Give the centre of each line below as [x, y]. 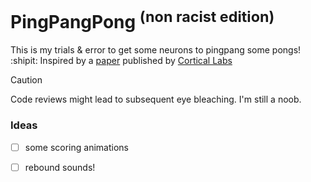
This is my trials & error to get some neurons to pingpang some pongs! [156, 50]
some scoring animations [76, 147]
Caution [26, 80]
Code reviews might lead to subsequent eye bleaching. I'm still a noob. [156, 99]
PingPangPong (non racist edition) [142, 20]
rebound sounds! [60, 167]
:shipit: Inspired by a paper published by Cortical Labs [121, 61]
